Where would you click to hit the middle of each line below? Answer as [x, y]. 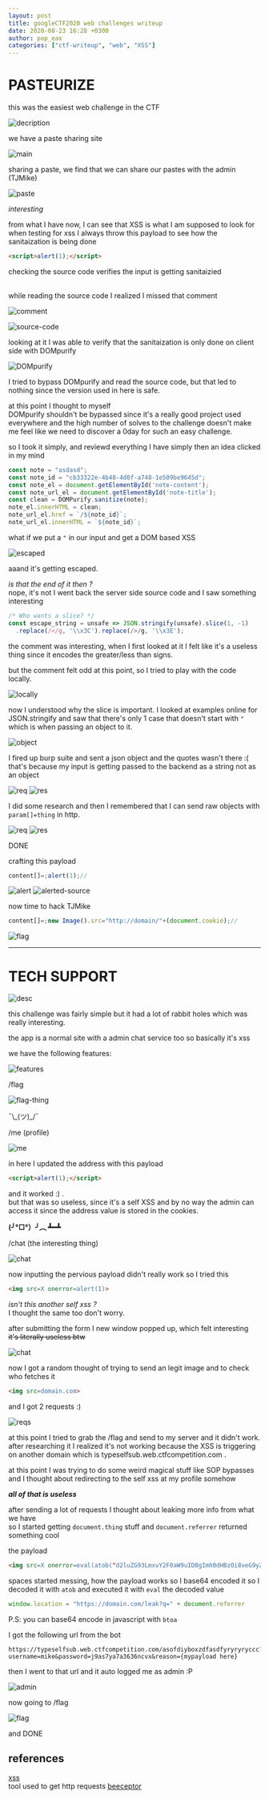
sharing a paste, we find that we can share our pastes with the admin [122, 170]
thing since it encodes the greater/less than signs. [91, 655]
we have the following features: [60, 1054]
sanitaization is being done [53, 242]
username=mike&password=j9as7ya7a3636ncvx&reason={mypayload [112, 1656]
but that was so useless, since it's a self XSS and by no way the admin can [131, 1202]
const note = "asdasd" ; [48, 470]
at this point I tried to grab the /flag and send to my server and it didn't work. [134, 1437]
